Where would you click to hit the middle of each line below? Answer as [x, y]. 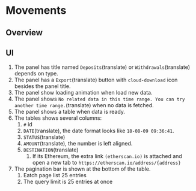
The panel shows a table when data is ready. [70, 112]
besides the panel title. [42, 86]
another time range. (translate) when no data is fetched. [84, 105]
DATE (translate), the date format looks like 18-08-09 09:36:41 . [99, 131]
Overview [24, 33]
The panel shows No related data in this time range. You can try [100, 99]
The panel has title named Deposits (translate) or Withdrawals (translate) [102, 67]
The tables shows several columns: [58, 118]
